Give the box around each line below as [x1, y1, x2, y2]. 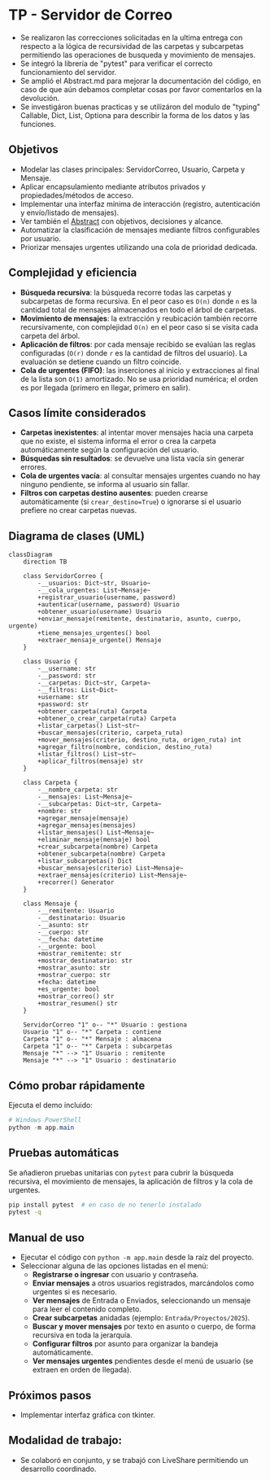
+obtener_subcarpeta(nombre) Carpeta [37, 850, 165, 858]
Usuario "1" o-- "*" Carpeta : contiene [23, 1028, 162, 1036]
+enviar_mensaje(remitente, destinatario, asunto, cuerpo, [37, 615, 242, 624]
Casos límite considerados [8, 405, 146, 420]
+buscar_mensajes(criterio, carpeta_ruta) [37, 729, 184, 738]
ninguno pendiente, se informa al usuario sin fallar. [20, 479, 190, 489]
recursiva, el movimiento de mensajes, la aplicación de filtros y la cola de [8, 1176, 254, 1186]
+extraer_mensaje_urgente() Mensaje [37, 637, 162, 645]
